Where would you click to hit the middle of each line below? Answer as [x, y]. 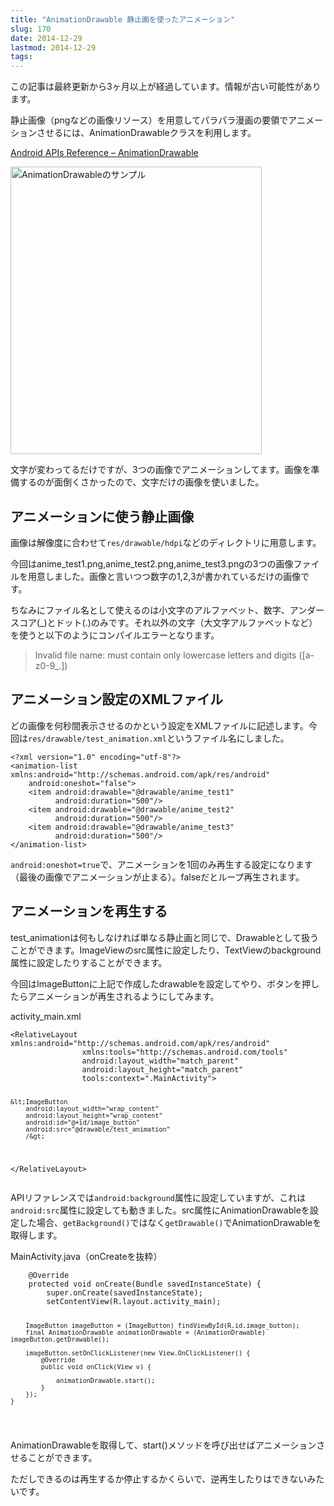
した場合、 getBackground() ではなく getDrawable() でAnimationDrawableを [170, 1223]
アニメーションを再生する [89, 911]
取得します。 [36, 1235]
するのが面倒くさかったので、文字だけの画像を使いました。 [141, 482]
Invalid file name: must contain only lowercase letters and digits [165, 655]
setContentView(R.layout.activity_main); [134, 1302]
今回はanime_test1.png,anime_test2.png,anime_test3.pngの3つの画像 [152, 563]
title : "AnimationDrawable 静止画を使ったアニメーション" [123, 19]
